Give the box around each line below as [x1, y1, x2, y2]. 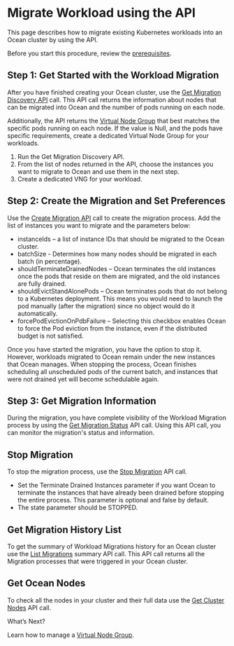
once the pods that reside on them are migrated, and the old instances [17, 272, 220, 280]
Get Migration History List [7, 523, 122, 535]
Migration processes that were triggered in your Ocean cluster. [7, 557, 189, 565]
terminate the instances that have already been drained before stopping [17, 488, 225, 497]
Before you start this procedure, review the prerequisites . [7, 49, 172, 57]
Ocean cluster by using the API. [7, 35, 98, 43]
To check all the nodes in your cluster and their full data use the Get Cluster [7, 596, 225, 604]
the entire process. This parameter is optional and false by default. [17, 496, 210, 504]
